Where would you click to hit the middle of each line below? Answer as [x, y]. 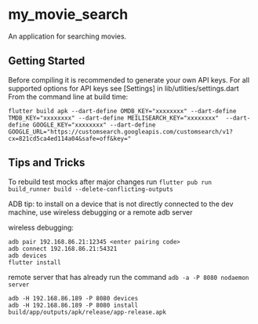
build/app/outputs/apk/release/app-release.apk [87, 312]
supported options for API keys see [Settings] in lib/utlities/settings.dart [124, 88]
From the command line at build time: [68, 97]
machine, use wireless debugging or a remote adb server [101, 212]
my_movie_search [68, 15]
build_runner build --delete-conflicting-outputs [91, 189]
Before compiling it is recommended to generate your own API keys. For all [129, 79]
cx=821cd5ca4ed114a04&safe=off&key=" [70, 138]
